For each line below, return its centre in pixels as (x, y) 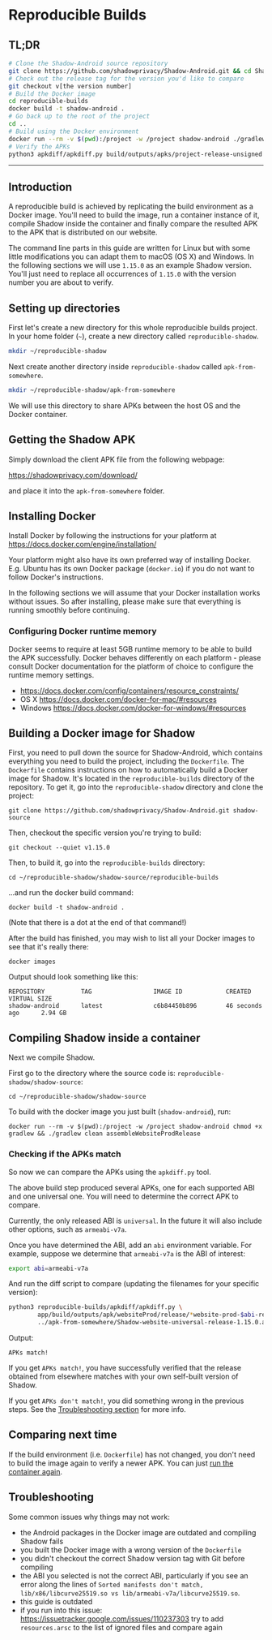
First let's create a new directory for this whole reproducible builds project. (133, 327)
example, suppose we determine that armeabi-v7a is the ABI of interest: (127, 1253)
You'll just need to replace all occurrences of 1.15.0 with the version (122, 274)
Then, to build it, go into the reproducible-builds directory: (107, 863)
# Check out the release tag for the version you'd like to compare (126, 79)
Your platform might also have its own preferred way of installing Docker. (130, 560)
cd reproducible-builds (49, 101)
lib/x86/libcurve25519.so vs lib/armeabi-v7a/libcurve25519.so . (130, 1593)
